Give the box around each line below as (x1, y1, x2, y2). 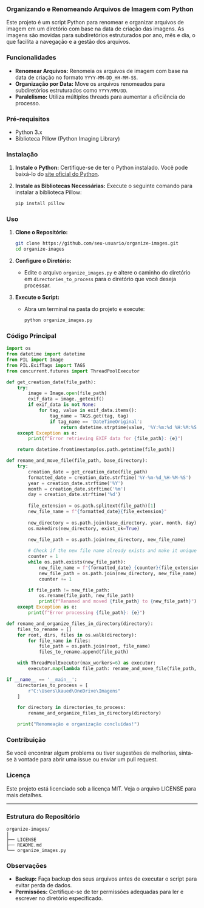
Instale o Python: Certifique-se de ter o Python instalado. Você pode (15, 164, 188, 172)
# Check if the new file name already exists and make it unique (28, 548, 197, 554)
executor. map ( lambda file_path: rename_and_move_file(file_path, (28, 666, 197, 672)
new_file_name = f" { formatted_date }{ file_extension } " (28, 509, 167, 515)
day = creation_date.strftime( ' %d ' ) (28, 492, 121, 498)
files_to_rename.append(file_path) (38, 649, 129, 655)
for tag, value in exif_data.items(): (38, 407, 137, 414)
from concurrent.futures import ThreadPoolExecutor (6, 368, 140, 374)
